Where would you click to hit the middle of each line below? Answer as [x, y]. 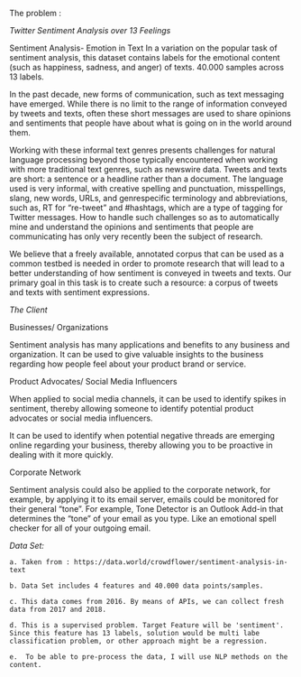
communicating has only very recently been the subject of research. [136, 236]
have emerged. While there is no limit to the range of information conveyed [148, 104]
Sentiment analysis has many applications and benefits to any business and [150, 345]
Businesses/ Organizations [59, 327]
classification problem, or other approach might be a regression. [139, 641]
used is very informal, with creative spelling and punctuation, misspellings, [148, 188]
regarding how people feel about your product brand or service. [128, 364]
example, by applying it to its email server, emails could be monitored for [144, 499]
